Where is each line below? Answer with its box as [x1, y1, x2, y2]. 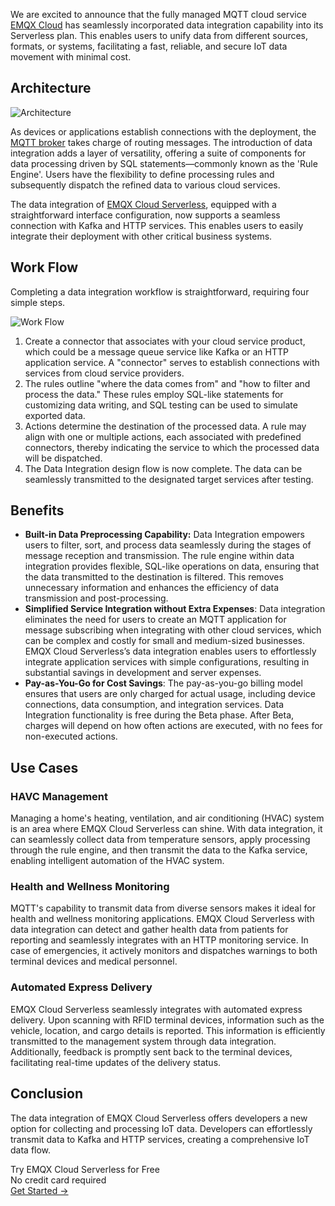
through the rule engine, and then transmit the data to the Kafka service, [10, 844, 308, 856]
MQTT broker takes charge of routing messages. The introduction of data [10, 136, 313, 148]
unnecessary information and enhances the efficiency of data [24, 582, 280, 594]
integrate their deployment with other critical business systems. [10, 230, 273, 242]
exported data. [24, 409, 86, 421]
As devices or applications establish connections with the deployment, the [10, 125, 317, 138]
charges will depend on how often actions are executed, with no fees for [24, 720, 323, 732]
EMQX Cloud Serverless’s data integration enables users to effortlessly [24, 645, 317, 658]
